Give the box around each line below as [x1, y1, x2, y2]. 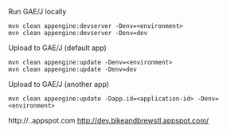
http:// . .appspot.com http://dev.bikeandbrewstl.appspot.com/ [8, 115, 209, 125]
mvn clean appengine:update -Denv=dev [8, 65, 137, 73]
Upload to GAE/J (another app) [8, 80, 110, 88]
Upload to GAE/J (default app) [8, 43, 108, 53]
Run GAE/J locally [8, 7, 67, 16]
